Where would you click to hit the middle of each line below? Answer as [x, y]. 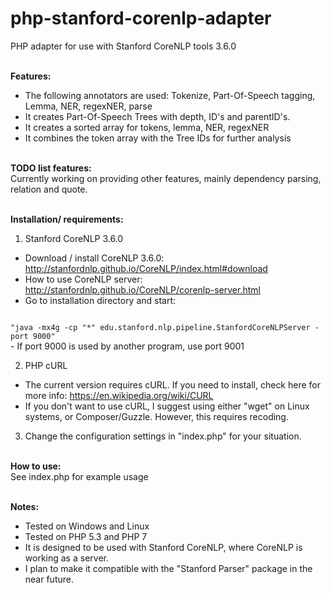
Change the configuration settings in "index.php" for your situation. [163, 436]
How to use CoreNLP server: [83, 279]
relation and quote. [49, 189]
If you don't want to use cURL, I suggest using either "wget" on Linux [167, 406]
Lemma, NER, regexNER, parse [88, 106]
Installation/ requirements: [67, 219]
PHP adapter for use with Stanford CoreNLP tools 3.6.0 [123, 46]
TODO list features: [51, 168]
